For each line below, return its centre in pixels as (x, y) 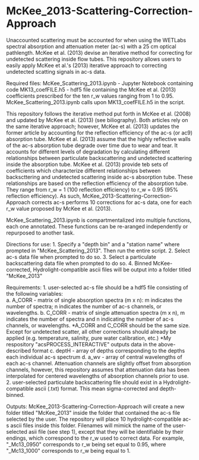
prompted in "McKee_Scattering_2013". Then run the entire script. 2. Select (98, 251)
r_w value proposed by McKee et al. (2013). (59, 208)
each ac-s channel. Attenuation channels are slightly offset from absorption (99, 363)
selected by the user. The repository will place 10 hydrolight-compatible (94, 419)
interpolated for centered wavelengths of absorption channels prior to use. (97, 375)
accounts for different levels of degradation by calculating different (88, 151)
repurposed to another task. (40, 233)
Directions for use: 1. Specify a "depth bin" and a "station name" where (93, 244)
